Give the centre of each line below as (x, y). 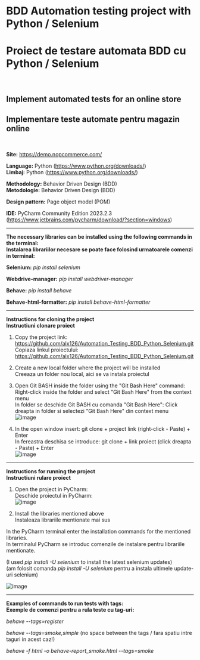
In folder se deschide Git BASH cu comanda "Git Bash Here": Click (96, 405)
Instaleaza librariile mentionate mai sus (62, 520)
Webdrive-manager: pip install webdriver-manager (70, 279)
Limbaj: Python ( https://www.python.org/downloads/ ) (72, 172)
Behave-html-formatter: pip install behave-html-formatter (78, 302)
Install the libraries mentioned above (59, 514)
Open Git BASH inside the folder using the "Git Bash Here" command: (100, 385)
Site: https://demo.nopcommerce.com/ (54, 155)
